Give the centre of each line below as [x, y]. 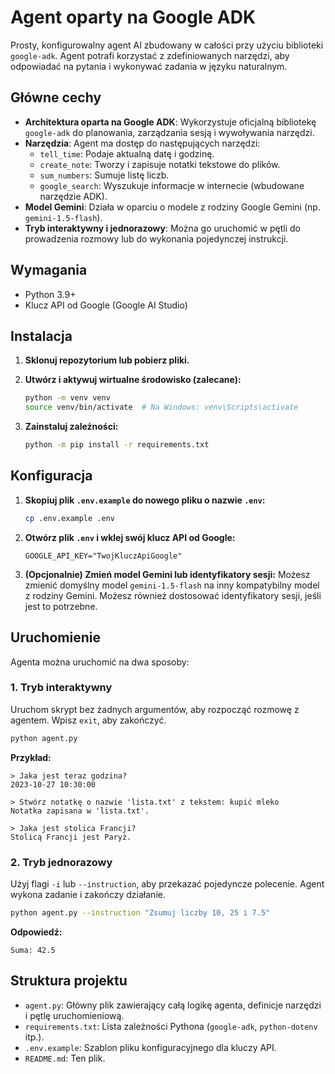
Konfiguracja [51, 476]
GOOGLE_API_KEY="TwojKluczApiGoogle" [103, 556]
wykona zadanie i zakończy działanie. [88, 894]
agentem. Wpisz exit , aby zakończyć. [88, 720]
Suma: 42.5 [33, 950]
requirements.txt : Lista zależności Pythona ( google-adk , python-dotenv [171, 1026]
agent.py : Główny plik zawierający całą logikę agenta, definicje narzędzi [173, 1005]
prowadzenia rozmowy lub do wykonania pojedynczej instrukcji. [156, 238]
